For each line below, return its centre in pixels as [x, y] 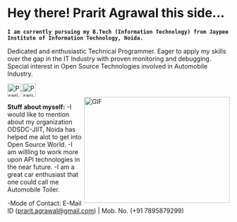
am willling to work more [43, 152]
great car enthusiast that [43, 174]
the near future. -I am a [41, 167]
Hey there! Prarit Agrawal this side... [116, 13]
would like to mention [38, 114]
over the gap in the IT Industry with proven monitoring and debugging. [109, 59]
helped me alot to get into [45, 136]
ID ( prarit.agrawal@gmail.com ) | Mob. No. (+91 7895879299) [96, 211]
